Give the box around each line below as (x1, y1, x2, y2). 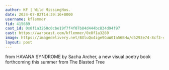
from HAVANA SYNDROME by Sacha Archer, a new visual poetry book (5, 53, 151, 59)
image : (5, 35, 19, 40)
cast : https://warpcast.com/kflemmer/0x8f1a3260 (5, 30, 109, 35)
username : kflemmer (5, 16, 46, 21)
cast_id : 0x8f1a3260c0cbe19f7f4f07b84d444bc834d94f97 (5, 26, 121, 31)
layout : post (5, 40, 33, 45)
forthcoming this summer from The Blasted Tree (5, 58, 105, 65)
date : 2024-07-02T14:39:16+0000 (5, 12, 73, 17)
